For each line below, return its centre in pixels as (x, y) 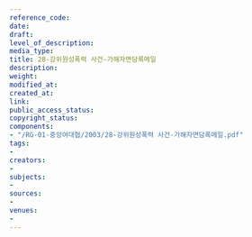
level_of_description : (52, 43)
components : (31, 127)
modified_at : (34, 85)
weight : (24, 77)
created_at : (31, 93)
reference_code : (40, 18)
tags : (19, 143)
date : (19, 26)
